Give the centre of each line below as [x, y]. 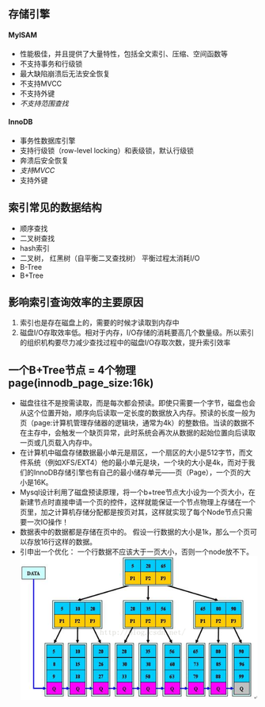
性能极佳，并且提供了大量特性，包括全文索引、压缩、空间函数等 [123, 53]
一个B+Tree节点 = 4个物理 [72, 370]
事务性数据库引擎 [47, 140]
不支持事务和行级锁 [51, 63]
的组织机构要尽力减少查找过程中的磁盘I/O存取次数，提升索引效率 [125, 343]
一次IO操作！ [48, 522]
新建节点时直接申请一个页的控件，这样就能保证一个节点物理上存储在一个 [137, 502]
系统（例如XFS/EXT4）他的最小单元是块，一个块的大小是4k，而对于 [137, 463]
